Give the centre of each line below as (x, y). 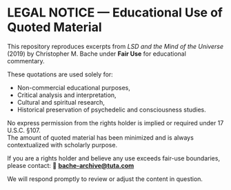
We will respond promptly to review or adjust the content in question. (105, 179)
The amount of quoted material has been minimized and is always (101, 137)
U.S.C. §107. (24, 130)
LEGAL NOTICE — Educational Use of (115, 13)
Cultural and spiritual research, (61, 102)
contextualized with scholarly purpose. (62, 145)
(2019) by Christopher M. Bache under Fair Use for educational (97, 54)
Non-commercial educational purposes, (74, 87)
